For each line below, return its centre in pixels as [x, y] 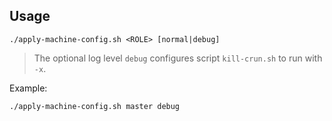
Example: [28, 88]
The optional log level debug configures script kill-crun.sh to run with [178, 58]
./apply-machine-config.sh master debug [95, 106]
